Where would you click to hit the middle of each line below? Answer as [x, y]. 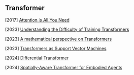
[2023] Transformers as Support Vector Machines [56, 48]
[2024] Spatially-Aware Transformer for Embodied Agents [64, 67]
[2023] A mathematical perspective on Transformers [59, 39]
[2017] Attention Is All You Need [37, 20]
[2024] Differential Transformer [37, 58]
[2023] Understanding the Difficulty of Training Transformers [67, 29]
